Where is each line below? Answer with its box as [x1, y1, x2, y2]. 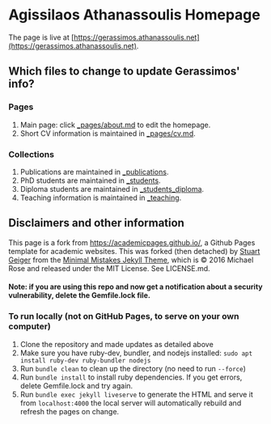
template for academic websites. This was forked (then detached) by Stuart [8, 246, 260, 256]
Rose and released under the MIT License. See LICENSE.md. [8, 263, 210, 273]
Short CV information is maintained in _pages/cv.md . [19, 128, 196, 138]
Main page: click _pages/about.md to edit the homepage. [19, 120, 211, 129]
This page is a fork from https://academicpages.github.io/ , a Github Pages [8, 237, 256, 248]
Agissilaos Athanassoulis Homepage [8, 6, 260, 24]
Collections [8, 148, 55, 159]
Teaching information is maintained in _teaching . [19, 193, 182, 202]
